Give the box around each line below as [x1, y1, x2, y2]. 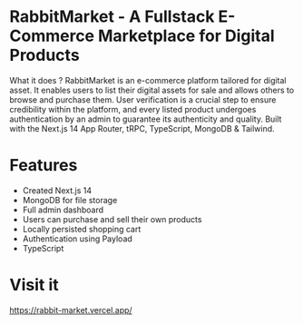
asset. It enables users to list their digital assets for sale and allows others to [9, 84, 295, 95]
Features [9, 155, 78, 176]
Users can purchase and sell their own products [22, 213, 202, 224]
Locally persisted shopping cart [22, 223, 142, 234]
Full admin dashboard [22, 204, 104, 215]
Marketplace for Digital [98, 25, 275, 46]
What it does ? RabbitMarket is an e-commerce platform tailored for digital [9, 74, 288, 85]
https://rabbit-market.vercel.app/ [9, 304, 133, 315]
